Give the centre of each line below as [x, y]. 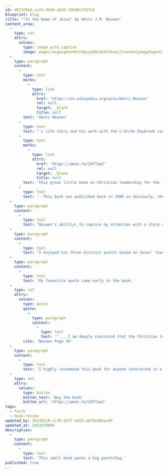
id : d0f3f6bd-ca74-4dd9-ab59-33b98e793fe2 [50, 10]
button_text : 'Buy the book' [53, 397]
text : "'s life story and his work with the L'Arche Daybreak [89, 131]
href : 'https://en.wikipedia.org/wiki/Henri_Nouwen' [93, 98]
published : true [22, 462]
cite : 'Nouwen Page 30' [48, 341]
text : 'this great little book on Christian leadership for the [91, 183]
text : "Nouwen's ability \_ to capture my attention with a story [91, 225]
